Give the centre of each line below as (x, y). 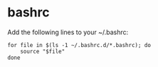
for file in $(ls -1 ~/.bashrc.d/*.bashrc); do (79, 45)
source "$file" (43, 51)
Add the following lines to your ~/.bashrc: (68, 32)
